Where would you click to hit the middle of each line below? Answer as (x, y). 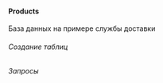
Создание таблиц (38, 47)
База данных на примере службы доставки (82, 28)
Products (24, 11)
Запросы (23, 71)
